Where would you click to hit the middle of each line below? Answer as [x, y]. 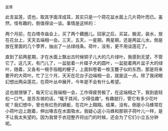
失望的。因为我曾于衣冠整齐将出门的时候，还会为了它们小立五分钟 [90, 117]
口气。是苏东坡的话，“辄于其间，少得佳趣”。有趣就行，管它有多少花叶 [86, 98]
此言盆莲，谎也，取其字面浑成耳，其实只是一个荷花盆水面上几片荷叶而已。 [82, 17]
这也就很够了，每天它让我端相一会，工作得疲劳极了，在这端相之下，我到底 [82, 92]
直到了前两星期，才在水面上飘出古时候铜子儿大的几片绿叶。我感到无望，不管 [84, 57]
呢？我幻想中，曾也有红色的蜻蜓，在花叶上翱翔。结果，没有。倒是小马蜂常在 [84, 105]
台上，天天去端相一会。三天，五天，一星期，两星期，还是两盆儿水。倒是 [88, 40]
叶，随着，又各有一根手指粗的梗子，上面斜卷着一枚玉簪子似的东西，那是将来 [84, 69]
